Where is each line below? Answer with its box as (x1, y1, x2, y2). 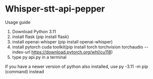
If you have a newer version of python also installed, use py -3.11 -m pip (5, 64, 148, 69)
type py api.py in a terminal (12, 54, 67, 60)
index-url (12, 49, 31, 55)
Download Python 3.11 (12, 28, 56, 34)
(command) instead (5, 68, 44, 74)
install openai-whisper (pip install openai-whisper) (12, 39, 113, 44)
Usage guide (5, 19, 31, 25)
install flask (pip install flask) (12, 34, 69, 39)
